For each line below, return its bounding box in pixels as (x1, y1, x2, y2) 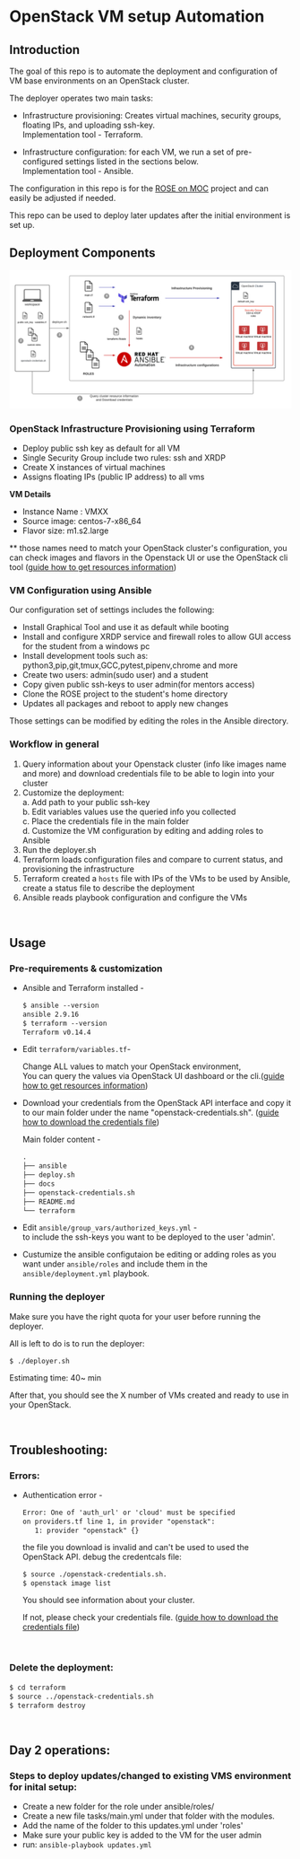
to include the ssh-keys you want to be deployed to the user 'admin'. (21, 1232, 276, 1242)
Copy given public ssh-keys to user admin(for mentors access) (21, 680, 255, 690)
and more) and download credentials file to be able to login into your (21, 767, 275, 778)
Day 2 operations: (9, 1743, 111, 1758)
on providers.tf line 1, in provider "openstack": (21, 1517, 216, 1527)
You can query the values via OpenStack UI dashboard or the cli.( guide (21, 1071, 285, 1082)
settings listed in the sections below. (64, 156, 199, 167)
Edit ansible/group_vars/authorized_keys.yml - (21, 1223, 198, 1233)
